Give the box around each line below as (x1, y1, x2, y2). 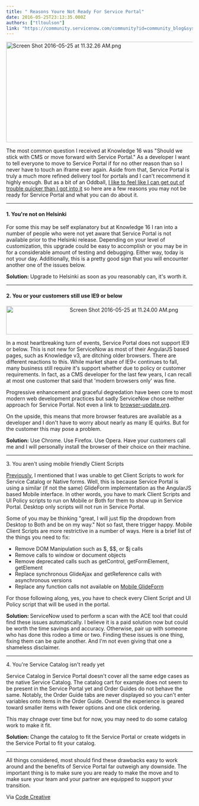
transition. (6, 782, 31, 789)
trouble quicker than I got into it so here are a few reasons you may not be (6, 185, 187, 192)
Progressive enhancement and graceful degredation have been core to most (6, 388, 192, 395)
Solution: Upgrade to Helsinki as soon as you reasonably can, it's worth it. (6, 273, 188, 280)
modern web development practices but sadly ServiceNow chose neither (6, 395, 185, 402)
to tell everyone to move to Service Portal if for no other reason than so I (6, 160, 182, 167)
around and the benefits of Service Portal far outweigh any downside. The (6, 763, 187, 770)
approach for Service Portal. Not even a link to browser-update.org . (6, 401, 171, 408)
